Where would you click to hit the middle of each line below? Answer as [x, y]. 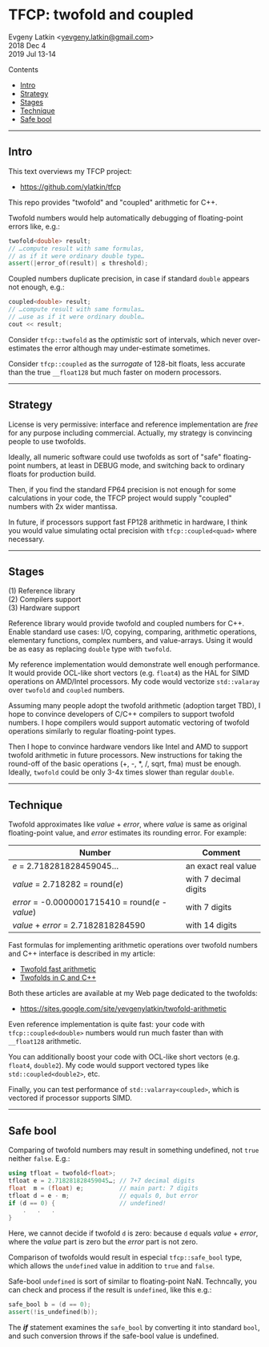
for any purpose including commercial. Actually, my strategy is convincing [130, 433]
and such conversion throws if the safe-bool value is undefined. [114, 1336]
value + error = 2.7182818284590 [79, 925]
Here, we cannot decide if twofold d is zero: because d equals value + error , [133, 1233]
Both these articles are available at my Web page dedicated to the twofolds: [133, 993]
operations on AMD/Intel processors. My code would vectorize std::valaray [134, 682]
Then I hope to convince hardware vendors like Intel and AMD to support [128, 746]
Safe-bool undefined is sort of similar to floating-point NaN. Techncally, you [133, 1281]
